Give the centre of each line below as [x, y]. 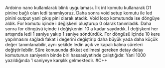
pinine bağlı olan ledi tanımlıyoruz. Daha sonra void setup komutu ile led [79, 13]
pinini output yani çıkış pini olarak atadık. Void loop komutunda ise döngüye [82, 18]
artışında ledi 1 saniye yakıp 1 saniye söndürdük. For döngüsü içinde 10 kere [83, 34]
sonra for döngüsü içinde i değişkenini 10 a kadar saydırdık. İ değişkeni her [82, 29]
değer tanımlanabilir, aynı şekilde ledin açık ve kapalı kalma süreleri [74, 44]
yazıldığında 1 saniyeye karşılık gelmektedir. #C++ [56, 60]
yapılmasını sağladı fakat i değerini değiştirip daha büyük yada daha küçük [82, 39]
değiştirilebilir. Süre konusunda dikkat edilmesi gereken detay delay [74, 50]
